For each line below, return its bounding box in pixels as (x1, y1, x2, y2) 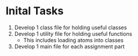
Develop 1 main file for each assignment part (14, 43, 125, 50)
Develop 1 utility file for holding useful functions (14, 30, 133, 37)
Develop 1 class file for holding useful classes (14, 24, 127, 31)
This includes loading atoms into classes (23, 36, 124, 43)
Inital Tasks (5, 4, 64, 18)
